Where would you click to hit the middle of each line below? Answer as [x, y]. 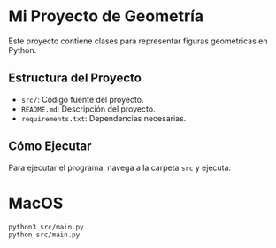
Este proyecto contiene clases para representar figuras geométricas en [138, 41]
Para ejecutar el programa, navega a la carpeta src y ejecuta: [120, 167]
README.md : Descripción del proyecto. [88, 109]
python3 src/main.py [46, 227]
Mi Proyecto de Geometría [106, 16]
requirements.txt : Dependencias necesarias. [103, 118]
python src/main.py [44, 235]
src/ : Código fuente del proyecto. [82, 99]
